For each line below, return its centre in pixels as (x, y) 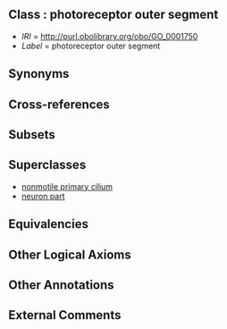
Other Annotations (61, 285)
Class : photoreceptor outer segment (113, 15)
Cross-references (59, 104)
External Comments (65, 315)
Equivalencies (48, 224)
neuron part (43, 196)
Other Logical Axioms (70, 254)
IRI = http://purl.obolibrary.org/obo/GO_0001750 (109, 36)
